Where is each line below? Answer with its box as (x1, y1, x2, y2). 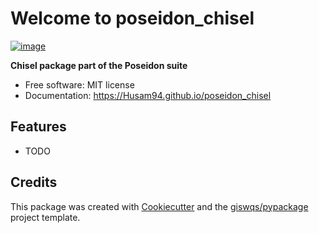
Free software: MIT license (24, 78, 135, 91)
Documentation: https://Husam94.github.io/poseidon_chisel (24, 89, 272, 101)
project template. (10, 211, 81, 223)
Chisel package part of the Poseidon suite (10, 59, 188, 71)
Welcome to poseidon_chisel (10, 7, 255, 30)
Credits (10, 174, 58, 191)
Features (10, 118, 67, 136)
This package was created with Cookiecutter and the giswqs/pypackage (10, 200, 309, 212)
